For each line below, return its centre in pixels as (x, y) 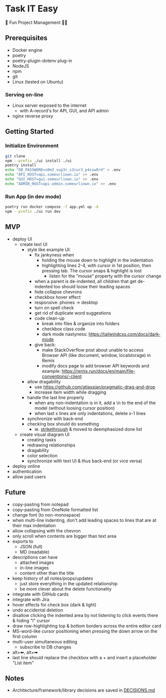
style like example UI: (49, 250)
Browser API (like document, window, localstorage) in (96, 355)
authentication (27, 471)
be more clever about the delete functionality (66, 589)
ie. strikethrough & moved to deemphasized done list (88, 429)
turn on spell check (54, 307)
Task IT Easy (32, 9)
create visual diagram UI (45, 434)
